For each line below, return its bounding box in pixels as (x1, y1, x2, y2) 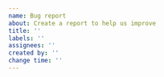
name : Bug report (8, 11, 67, 20)
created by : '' (8, 49, 59, 57)
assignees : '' (8, 42, 56, 50)
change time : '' (8, 57, 63, 65)
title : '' (8, 26, 42, 34)
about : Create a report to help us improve (8, 19, 157, 27)
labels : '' (8, 34, 45, 43)
